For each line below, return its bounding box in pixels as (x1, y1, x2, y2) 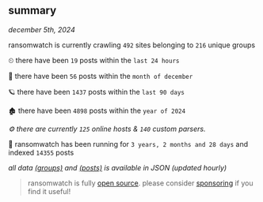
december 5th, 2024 (8, 24, 75, 34)
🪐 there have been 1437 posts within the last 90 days (8, 87, 185, 96)
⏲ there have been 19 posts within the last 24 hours (8, 55, 180, 65)
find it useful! (27, 186, 71, 196)
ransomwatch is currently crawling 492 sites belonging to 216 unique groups (8, 40, 256, 50)
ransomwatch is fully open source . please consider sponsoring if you (27, 178, 253, 188)
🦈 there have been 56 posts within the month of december (8, 71, 193, 80)
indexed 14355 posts (8, 148, 74, 157)
